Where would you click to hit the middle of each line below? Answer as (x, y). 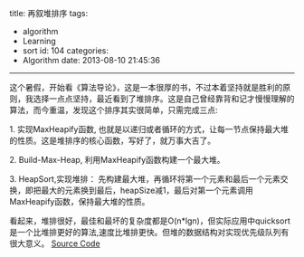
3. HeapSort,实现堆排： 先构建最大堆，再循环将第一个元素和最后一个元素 (145, 179)
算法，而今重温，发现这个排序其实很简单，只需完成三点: (114, 110)
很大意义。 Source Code (55, 243)
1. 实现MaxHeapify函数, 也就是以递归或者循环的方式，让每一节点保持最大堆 (149, 129)
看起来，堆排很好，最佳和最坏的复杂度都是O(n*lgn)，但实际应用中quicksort (150, 221)
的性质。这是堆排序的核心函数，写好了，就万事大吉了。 (112, 140)
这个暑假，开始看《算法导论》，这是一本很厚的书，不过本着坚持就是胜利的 (146, 87)
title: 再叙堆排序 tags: (49, 13)
